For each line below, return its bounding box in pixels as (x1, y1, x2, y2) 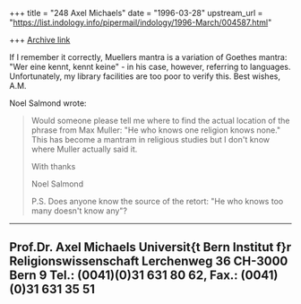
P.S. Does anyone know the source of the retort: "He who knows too (30, 196, 284, 206)
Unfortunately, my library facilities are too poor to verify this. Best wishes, (9, 71, 280, 82)
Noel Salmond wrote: (9, 98, 87, 109)
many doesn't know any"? (30, 205, 128, 216)
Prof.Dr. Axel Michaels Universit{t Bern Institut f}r (9, 239, 292, 255)
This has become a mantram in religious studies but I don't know (30, 135, 271, 144)
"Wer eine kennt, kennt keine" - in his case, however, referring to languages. (9, 62, 291, 72)
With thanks (30, 161, 76, 171)
